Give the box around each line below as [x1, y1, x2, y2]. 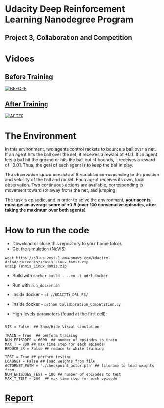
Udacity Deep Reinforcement [5, 3, 125, 15]
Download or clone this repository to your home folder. [12, 241, 123, 247]
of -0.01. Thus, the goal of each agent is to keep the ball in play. [5, 162, 134, 168]
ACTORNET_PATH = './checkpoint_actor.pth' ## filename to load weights [5, 363, 154, 368]
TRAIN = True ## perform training [5, 333, 78, 338]
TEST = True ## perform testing [5, 355, 71, 360]
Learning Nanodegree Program [5, 14, 134, 25]
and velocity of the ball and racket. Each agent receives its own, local [5, 177, 145, 183]
